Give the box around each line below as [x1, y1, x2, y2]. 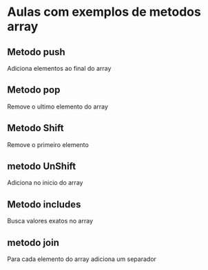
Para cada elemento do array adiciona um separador [7, 255, 157, 263]
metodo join [7, 236, 60, 248]
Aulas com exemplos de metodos [7, 4, 201, 20]
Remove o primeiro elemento [7, 140, 90, 148]
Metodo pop [7, 84, 61, 96]
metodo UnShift [7, 161, 76, 172]
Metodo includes [7, 199, 81, 210]
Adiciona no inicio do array [7, 179, 83, 187]
